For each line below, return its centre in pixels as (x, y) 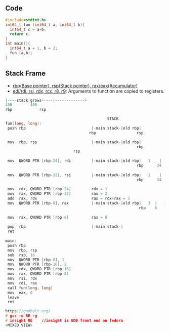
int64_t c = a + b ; (28, 29)
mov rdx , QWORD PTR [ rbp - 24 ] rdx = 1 (57, 189)
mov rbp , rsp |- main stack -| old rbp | (74, 142)
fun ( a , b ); (21, 53)
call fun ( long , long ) (30, 288)
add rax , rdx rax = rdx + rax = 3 (69, 199)
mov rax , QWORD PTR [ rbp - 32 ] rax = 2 (57, 194)
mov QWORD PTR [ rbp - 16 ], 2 (37, 264)
